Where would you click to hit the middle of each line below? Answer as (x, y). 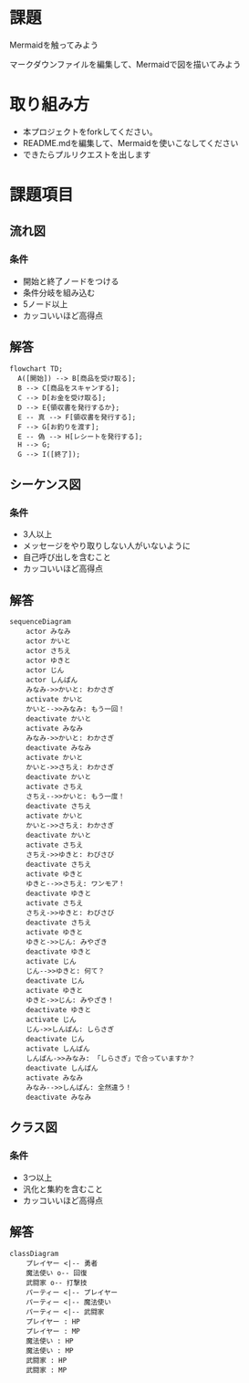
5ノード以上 (45, 304)
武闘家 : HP (47, 1360)
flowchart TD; (36, 369)
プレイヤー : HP (53, 1321)
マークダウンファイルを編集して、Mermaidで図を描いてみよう (125, 64)
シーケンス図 (45, 484)
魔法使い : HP (50, 1341)
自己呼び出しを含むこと (67, 557)
